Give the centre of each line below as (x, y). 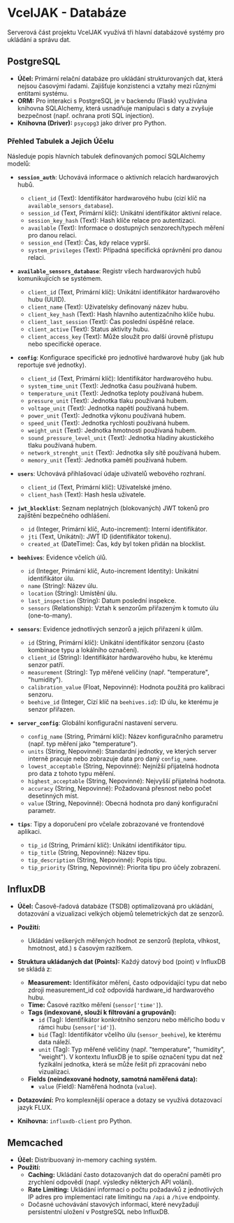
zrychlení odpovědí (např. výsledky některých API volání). (111, 1182)
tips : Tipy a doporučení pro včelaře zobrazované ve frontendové (111, 824)
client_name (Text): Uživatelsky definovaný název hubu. (108, 307)
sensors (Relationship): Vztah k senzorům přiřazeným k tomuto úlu (123, 608)
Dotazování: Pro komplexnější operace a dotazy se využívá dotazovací (119, 1100)
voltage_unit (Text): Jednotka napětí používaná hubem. (108, 408)
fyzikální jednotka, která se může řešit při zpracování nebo (123, 1064)
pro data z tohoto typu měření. (72, 774)
